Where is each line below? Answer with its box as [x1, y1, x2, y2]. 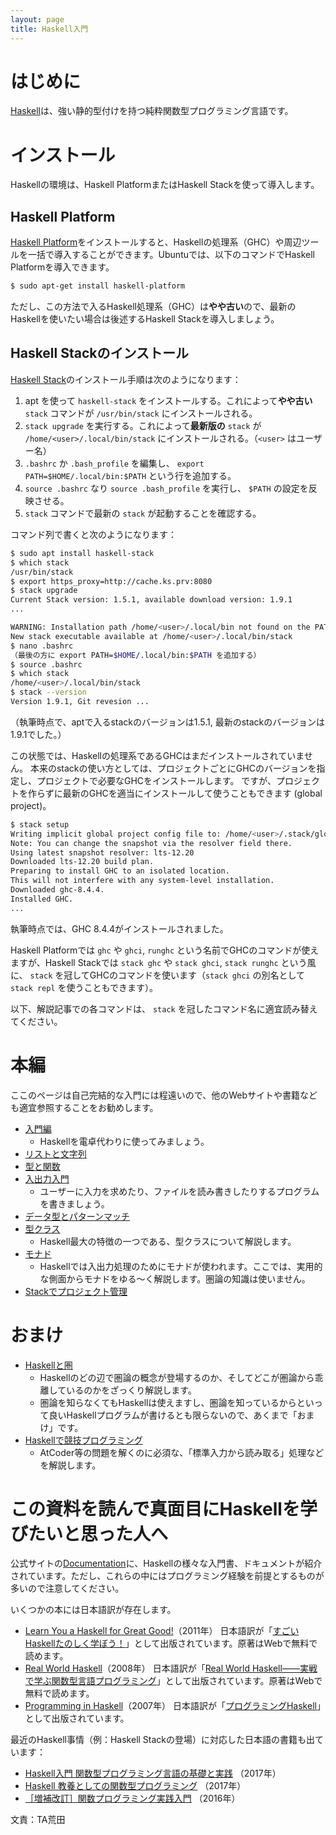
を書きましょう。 [39, 1197, 110, 1210]
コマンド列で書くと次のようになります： [10, 528, 177, 540]
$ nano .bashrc [10, 641, 74, 651]
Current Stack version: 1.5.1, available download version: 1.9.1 [10, 595, 293, 605]
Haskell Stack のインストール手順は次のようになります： [10, 373, 242, 385]
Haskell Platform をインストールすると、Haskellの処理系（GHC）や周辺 [10, 236, 302, 248]
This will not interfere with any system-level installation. [10, 876, 275, 886]
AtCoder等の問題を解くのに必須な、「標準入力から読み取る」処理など [39, 1446, 325, 1458]
